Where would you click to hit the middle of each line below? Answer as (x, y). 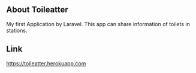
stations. (17, 30)
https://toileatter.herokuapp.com (46, 63)
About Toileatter (37, 10)
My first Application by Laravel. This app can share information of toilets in (98, 24)
